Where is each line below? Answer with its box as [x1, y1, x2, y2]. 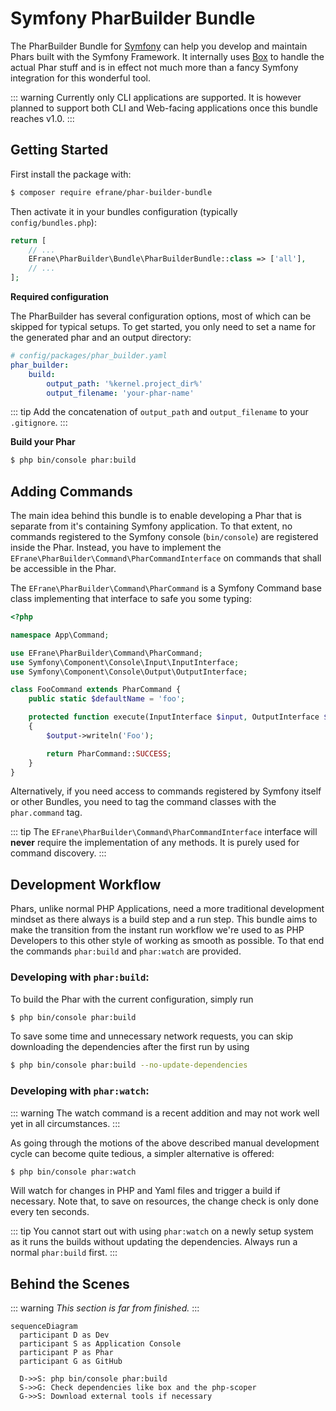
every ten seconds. [10, 1206, 90, 1218]
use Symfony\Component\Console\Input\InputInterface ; [10, 657, 240, 667]
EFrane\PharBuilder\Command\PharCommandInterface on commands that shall [10, 552, 322, 564]
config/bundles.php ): [10, 216, 97, 228]
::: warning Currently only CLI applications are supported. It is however [10, 91, 302, 103]
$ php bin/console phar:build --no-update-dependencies [10, 1060, 248, 1071]
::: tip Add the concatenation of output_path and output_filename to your [10, 406, 309, 418]
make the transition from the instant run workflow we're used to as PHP [10, 924, 305, 936]
